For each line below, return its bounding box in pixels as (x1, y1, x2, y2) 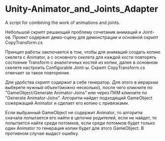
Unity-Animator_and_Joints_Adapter (5, 3, 159, 15)
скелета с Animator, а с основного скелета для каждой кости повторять (5, 54, 157, 60)
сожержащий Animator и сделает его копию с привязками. (5, 100, 130, 106)
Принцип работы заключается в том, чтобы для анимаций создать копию (5, 49, 161, 55)
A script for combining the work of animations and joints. (5, 20, 121, 25)
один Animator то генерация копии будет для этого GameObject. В (5, 125, 144, 131)
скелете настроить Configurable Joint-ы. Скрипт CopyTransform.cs (5, 65, 145, 70)
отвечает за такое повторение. (5, 70, 70, 75)
